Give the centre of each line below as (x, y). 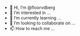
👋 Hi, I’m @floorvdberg (32, 8)
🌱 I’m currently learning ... (35, 18)
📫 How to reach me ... (32, 28)
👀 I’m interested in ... (30, 13)
